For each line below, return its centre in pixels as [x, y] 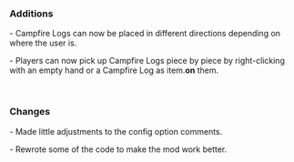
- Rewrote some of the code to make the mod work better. [118, 149]
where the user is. [43, 43]
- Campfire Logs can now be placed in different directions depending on [145, 34]
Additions [31, 14]
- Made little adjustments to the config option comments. [116, 131]
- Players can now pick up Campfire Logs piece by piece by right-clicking [147, 61]
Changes [30, 112]
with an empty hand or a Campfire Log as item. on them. [114, 70]
